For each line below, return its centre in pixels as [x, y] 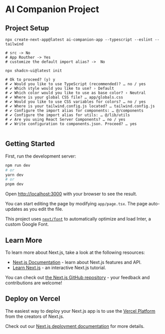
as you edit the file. [43, 209]
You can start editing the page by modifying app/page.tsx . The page [76, 204]
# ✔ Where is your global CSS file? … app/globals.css [64, 97]
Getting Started [30, 144]
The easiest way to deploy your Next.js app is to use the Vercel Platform [80, 311]
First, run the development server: [41, 156]
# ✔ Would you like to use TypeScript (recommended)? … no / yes [75, 84]
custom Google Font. [27, 225]
